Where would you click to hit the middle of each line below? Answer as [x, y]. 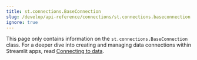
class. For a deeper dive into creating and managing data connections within [98, 45]
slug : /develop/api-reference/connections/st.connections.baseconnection [98, 17]
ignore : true [22, 22]
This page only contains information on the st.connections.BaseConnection [97, 39]
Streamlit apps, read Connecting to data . [55, 51]
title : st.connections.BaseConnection [54, 11]
